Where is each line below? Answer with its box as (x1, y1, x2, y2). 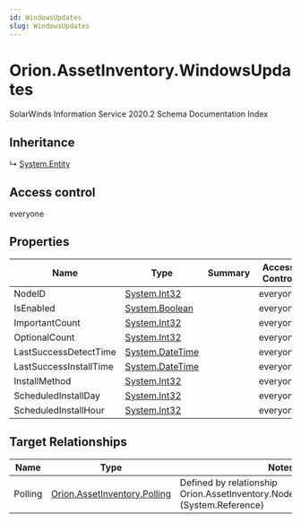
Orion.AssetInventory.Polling (50, 487, 172, 500)
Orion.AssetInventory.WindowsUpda (9, 60, 291, 81)
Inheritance (9, 135, 75, 150)
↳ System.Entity (9, 159, 71, 170)
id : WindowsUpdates (9, 13, 82, 22)
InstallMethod (13, 374, 72, 387)
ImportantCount (13, 316, 81, 328)
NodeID (13, 287, 47, 300)
